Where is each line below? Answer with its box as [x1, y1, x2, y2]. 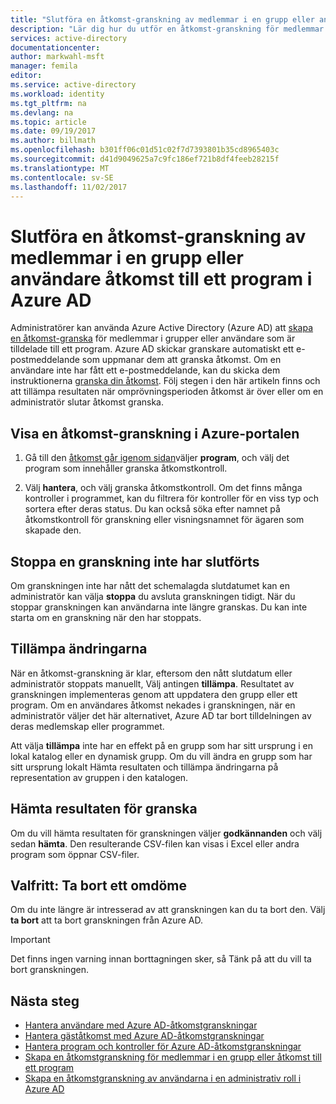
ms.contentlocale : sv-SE [10, 172, 114, 183]
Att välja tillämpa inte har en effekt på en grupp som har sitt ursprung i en [10, 739, 313, 751]
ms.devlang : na [10, 107, 74, 118]
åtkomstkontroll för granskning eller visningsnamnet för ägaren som [24, 514, 305, 526]
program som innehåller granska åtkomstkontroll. [24, 462, 228, 475]
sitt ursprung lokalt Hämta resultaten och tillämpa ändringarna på [10, 761, 279, 773]
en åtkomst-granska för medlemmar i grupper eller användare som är [10, 332, 296, 345]
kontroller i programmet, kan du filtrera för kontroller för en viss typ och [24, 492, 320, 505]
